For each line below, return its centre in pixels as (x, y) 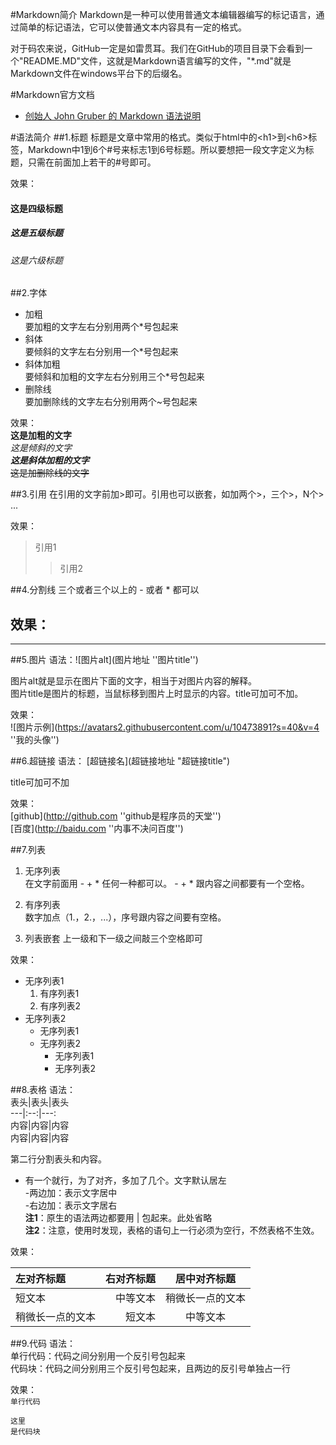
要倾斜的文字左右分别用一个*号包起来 (101, 352)
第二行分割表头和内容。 (58, 1159)
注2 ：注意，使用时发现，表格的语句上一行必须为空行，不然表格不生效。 (172, 1230)
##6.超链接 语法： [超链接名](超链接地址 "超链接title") (120, 760)
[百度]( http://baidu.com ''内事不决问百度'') (97, 828)
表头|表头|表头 (40, 1102)
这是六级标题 (36, 260)
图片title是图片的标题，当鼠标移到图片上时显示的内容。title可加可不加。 (157, 693)
